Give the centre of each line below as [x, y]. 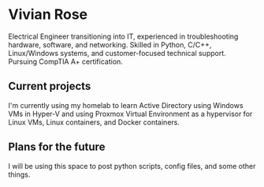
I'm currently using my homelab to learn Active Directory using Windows [126, 105]
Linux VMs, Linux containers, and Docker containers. [94, 122]
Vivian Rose [48, 15]
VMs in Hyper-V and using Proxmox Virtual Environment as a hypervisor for [130, 114]
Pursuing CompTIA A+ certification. [66, 62]
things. [19, 174]
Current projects [50, 86]
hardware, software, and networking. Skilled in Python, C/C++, [110, 44]
